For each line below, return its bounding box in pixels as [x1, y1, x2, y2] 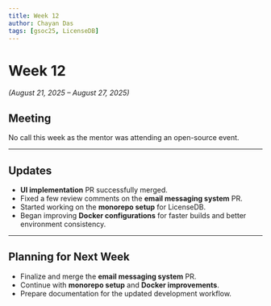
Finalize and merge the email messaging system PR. [19, 271, 197, 281]
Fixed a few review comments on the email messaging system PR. [19, 193, 244, 203]
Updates [8, 163, 52, 177]
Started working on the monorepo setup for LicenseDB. [19, 202, 206, 212]
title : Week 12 [8, 11, 60, 20]
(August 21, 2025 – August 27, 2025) [8, 88, 130, 97]
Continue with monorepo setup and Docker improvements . [19, 279, 219, 290]
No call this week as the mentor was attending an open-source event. [8, 133, 240, 143]
